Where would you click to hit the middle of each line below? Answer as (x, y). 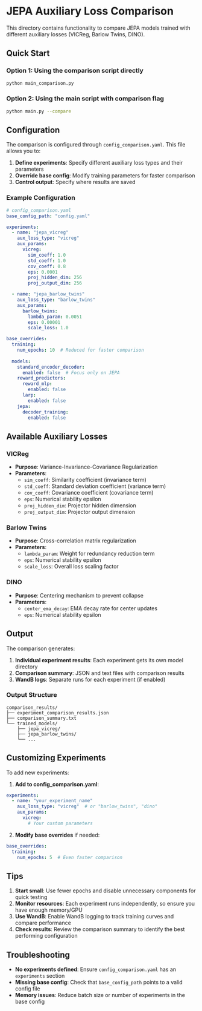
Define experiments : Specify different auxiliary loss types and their (99, 163)
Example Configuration (41, 198)
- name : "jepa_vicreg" (40, 232)
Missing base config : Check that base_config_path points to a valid (99, 983)
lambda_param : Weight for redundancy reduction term (89, 554)
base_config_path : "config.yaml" (48, 216)
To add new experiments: (38, 772)
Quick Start (28, 54)
